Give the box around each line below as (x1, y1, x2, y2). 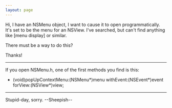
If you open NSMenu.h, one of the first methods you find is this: (5, 67, 140, 73)
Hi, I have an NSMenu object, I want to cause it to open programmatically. (5, 21, 160, 28)
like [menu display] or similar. (5, 32, 67, 38)
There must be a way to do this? (5, 42, 73, 48)
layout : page (5, 7, 33, 13)
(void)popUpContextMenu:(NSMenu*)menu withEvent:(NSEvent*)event (12, 76, 164, 83)
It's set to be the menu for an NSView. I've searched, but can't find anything (5, 26, 165, 33)
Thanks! (5, 52, 23, 58)
